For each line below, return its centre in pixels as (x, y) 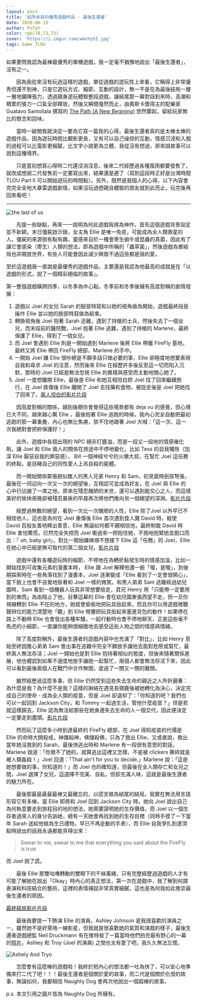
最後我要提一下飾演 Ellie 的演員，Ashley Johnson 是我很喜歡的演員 (96, 920)
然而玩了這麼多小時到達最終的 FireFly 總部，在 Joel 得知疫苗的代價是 (99, 730)
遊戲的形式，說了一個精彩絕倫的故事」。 (54, 274)
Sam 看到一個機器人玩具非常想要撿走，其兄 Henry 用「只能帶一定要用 (106, 589)
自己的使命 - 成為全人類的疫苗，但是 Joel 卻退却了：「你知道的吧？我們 (96, 695)
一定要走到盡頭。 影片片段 (37, 717)
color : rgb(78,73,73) (33, 34)
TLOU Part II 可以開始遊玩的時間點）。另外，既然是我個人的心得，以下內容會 (97, 180)
